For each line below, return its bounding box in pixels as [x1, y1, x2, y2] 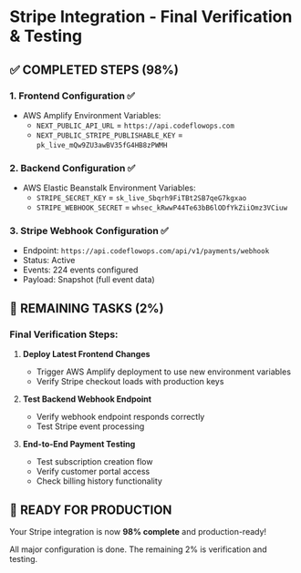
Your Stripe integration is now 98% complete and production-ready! [9, 526, 267, 537]
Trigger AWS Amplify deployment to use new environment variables [36, 366, 292, 377]
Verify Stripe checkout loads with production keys [36, 376, 224, 387]
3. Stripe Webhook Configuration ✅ [9, 225, 169, 238]
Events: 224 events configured [22, 264, 139, 275]
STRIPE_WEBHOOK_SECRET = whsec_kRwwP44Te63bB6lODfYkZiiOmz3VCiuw [36, 202, 288, 213]
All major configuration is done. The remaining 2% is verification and [9, 544, 267, 555]
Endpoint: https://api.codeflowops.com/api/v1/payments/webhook [22, 245, 270, 256]
